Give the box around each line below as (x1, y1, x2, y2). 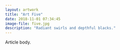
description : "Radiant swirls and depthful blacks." (5, 26, 116, 31)
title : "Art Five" (5, 12, 43, 17)
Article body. (5, 39, 31, 45)
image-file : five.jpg (5, 21, 50, 26)
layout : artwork (5, 7, 39, 12)
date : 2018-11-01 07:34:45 (5, 16, 61, 21)
